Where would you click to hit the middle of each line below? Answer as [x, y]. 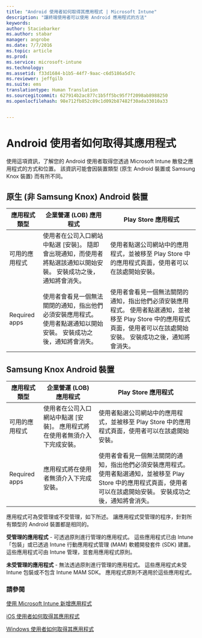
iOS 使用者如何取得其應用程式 [43, 616]
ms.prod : [17, 56]
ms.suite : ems [24, 85]
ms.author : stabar [29, 34]
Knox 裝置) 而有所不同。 [36, 176]
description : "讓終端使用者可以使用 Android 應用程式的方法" [77, 17]
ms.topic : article [29, 51]
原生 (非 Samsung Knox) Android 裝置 [77, 197]
